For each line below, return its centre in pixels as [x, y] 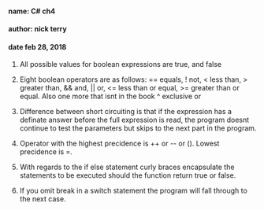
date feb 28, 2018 [37, 46]
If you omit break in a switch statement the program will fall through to [134, 191]
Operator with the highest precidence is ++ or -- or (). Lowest [119, 144]
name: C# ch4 [32, 11]
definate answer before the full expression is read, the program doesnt [134, 120]
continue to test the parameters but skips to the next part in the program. [138, 128]
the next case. [43, 199]
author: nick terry [37, 29]
